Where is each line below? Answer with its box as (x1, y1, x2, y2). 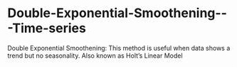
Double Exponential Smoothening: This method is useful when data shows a (7, 43, 231, 52)
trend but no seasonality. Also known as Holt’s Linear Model (7, 51, 183, 60)
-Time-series (7, 20, 87, 36)
